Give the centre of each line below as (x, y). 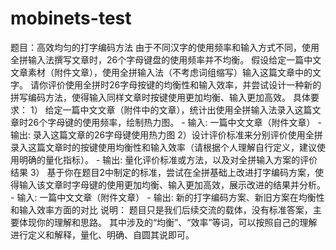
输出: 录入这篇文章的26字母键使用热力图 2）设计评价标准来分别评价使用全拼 (166, 134)
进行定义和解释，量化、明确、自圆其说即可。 (102, 234)
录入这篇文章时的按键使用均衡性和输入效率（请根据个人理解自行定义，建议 (163, 147)
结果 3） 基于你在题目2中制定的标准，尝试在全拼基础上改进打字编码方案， (163, 172)
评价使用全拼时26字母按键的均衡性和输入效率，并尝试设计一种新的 (184, 84)
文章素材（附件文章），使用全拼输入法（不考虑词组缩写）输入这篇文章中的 (161, 72)
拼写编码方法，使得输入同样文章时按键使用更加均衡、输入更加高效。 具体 (160, 97)
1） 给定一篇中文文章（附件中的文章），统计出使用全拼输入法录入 (162, 109)
